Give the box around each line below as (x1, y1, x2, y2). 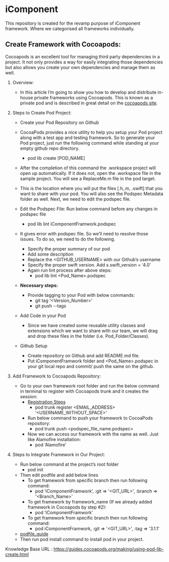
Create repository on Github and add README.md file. (27, 352, 140, 358)
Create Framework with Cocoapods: (5, 40, 121, 49)
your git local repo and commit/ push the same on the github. (27, 363, 154, 369)
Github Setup (20, 343, 48, 349)
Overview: (12, 79, 34, 85)
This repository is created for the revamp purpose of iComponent (5, 20, 141, 26)
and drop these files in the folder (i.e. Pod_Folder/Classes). (27, 333, 149, 339)
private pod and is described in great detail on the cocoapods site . (20, 100, 158, 106)
